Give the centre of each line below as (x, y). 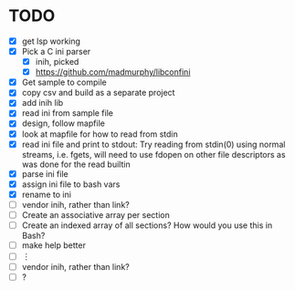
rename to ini (47, 194)
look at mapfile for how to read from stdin (100, 134)
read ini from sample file (67, 113)
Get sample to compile (64, 82)
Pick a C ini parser (56, 52)
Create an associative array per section (95, 214)
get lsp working (51, 41)
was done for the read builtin (76, 164)
